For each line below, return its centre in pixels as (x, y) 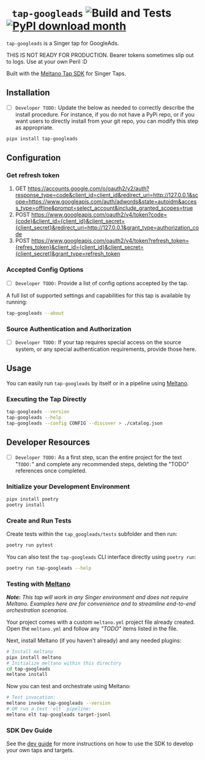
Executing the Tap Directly (47, 399)
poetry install (26, 505)
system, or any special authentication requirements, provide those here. (106, 349)
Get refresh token (33, 175)
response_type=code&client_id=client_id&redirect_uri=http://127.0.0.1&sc (107, 195)
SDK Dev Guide (30, 730)
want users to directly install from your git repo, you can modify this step (107, 121)
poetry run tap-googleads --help (49, 568)
